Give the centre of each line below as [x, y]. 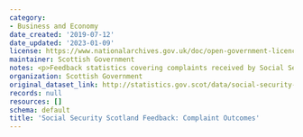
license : [26, 51]
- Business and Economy [54, 26]
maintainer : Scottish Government [72, 59]
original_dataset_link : [54, 85]
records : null [36, 93]
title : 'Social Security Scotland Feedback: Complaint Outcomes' [134, 118]
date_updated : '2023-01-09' [62, 43]
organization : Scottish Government [76, 77]
